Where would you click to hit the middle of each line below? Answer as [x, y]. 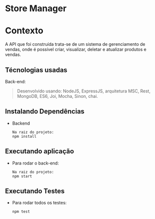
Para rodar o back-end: [36, 163]
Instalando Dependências [45, 112]
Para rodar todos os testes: [39, 203]
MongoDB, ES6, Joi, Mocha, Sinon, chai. [58, 96]
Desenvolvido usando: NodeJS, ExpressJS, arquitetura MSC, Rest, [84, 91]
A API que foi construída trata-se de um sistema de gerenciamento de [75, 44]
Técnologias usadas [36, 70]
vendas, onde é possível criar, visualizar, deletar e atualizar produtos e [76, 50]
